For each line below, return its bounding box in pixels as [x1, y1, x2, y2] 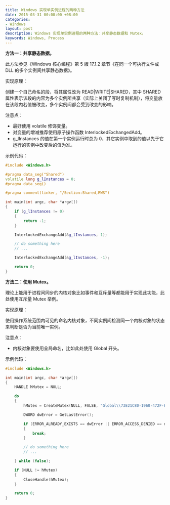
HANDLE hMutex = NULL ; [14, 385, 62, 390]
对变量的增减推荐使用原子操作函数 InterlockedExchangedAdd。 [12, 129, 145, 135]
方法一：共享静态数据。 [5, 50, 54, 56]
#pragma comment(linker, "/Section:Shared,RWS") [5, 190, 110, 195]
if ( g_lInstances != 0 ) [14, 209, 65, 214]
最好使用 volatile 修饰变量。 [12, 122, 70, 129]
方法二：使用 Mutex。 [5, 279, 52, 285]
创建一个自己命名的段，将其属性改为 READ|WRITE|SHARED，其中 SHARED [5, 89, 161, 95]
